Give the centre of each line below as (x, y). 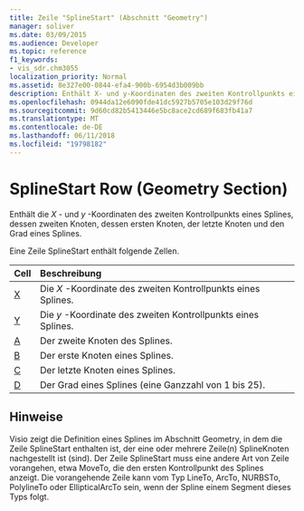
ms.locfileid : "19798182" (58, 144)
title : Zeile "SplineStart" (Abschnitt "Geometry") (109, 18)
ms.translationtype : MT (54, 119)
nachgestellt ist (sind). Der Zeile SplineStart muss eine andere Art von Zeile (149, 458)
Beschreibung (71, 273)
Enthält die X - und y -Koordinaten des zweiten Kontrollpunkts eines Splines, (152, 214)
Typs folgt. (29, 497)
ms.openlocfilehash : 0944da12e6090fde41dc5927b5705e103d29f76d (131, 102)
